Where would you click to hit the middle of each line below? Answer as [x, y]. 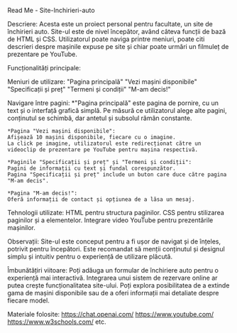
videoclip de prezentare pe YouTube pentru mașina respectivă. [103, 150]
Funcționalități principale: [44, 68]
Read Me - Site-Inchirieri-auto [51, 10]
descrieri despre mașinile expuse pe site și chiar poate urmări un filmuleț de [118, 47]
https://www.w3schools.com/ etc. [57, 322]
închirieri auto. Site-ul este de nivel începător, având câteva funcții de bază [116, 32]
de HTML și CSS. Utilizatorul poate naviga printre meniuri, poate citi [106, 39]
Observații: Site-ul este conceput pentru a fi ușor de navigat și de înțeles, [114, 241]
